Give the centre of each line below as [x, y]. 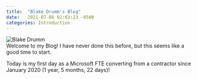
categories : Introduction [38, 23]
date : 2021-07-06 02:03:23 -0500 [50, 17]
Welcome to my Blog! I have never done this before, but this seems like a [95, 46]
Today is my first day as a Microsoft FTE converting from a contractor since [99, 64]
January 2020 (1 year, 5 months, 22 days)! [58, 70]
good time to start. [29, 52]
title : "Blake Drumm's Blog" [44, 12]
